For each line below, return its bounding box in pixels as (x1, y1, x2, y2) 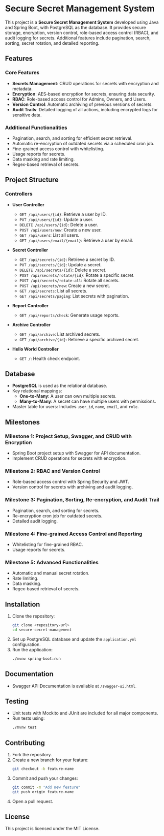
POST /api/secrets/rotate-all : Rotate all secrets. (19, 277, 120, 283)
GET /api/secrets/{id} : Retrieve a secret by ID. (19, 257, 115, 262)
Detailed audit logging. (12, 518, 58, 524)
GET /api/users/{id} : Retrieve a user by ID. (19, 211, 107, 217)
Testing (5, 697, 29, 706)
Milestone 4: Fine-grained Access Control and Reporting (5, 530, 142, 537)
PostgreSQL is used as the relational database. (12, 383, 108, 389)
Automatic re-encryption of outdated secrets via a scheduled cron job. (12, 140, 155, 146)
